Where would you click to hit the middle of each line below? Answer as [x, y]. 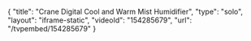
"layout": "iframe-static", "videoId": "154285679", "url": [100, 20]
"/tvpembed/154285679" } [52, 29]
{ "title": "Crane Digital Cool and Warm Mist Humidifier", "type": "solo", [125, 12]
